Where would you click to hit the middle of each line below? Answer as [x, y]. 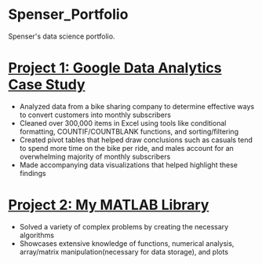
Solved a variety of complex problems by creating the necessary [124, 226]
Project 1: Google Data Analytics [115, 68]
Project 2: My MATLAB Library [109, 205]
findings [33, 173]
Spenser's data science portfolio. [62, 36]
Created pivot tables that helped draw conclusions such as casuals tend [136, 140]
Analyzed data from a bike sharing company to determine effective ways [137, 106]
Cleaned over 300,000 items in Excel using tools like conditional [123, 123]
